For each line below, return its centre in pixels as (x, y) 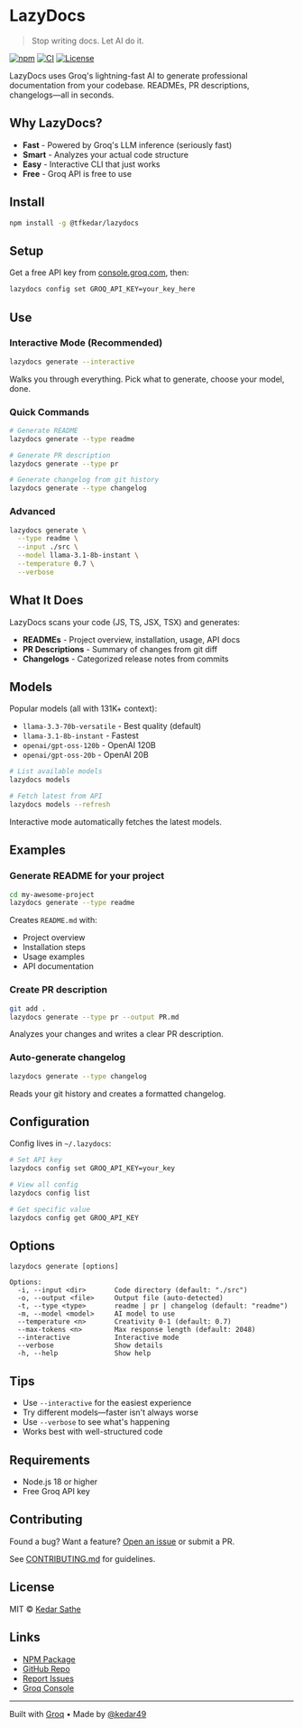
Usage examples (54, 956)
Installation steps (54, 947)
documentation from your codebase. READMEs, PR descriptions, (129, 85)
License (32, 1588)
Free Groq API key (56, 1492)
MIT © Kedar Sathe (45, 1609)
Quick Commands (50, 411)
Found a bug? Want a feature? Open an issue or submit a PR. (122, 1541)
